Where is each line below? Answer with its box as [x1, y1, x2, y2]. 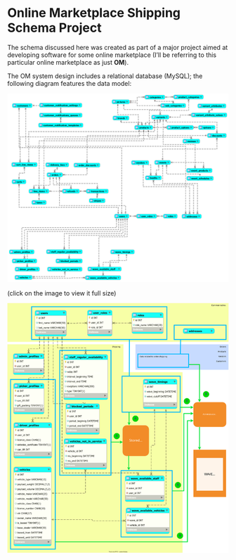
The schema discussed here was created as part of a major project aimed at [7, 43, 228, 51]
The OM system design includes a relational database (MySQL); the [7, 72, 203, 80]
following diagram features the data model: [7, 79, 132, 87]
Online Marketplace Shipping [7, 5, 181, 21]
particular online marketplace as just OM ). [7, 58, 129, 66]
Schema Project [7, 20, 102, 36]
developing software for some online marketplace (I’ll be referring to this [7, 51, 217, 59]
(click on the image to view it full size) [7, 289, 117, 298]
